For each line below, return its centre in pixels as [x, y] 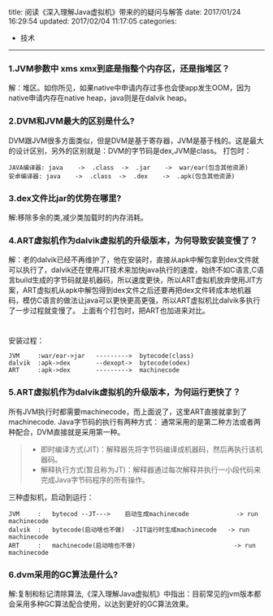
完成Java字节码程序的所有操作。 [95, 479]
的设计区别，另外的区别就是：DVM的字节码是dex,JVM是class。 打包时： [130, 151]
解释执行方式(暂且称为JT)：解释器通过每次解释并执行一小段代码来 [151, 470]
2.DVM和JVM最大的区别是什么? [71, 121]
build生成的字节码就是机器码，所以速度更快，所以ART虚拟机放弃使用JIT [135, 280]
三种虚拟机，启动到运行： [51, 497]
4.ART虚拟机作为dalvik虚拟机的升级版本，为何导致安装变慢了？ [133, 240]
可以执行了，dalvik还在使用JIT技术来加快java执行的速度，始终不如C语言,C [133, 270]
